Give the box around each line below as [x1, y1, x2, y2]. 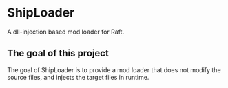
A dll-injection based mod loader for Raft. [7, 27, 125, 36]
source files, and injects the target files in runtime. [7, 73, 149, 81]
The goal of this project [7, 47, 109, 59]
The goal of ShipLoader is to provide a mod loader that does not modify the [7, 65, 222, 74]
